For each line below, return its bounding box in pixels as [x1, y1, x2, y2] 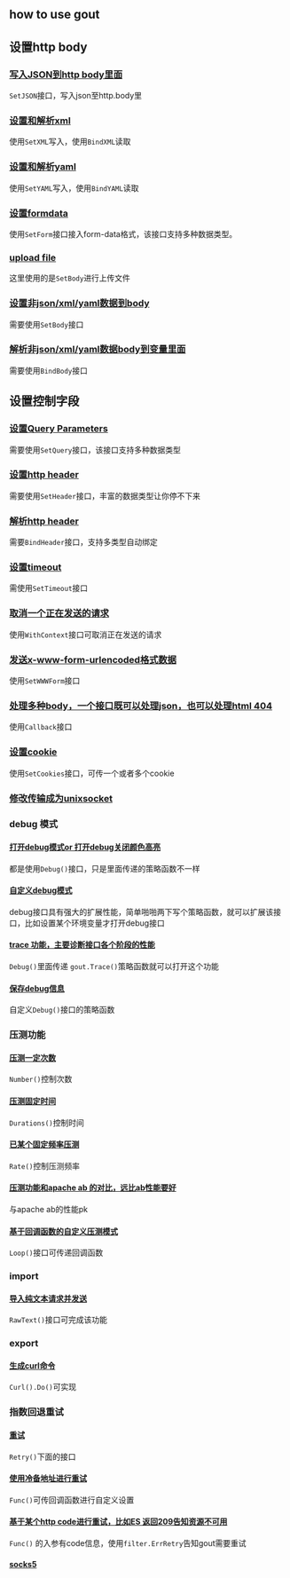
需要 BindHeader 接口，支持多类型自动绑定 [9, 537, 158, 548]
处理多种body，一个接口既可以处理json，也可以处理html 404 [9, 699, 273, 712]
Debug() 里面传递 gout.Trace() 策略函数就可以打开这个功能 [9, 961, 219, 972]
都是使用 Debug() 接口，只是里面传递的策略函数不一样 [9, 863, 201, 873]
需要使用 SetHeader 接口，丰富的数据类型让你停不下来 [9, 490, 201, 501]
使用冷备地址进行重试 [9, 1473, 87, 1484]
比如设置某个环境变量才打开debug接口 [24, 918, 166, 928]
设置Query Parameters [9, 422, 108, 435]
